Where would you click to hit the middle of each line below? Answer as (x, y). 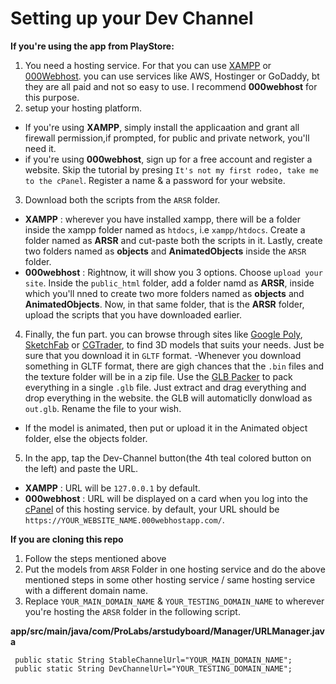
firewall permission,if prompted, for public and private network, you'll (167, 138)
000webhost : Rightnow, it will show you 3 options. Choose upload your (173, 272)
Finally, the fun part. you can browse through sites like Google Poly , (163, 334)
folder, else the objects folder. (86, 438)
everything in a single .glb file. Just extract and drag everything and (165, 387)
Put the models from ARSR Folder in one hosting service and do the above (175, 569)
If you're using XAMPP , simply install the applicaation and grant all (162, 127)
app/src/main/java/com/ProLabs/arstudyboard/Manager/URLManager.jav (167, 631)
